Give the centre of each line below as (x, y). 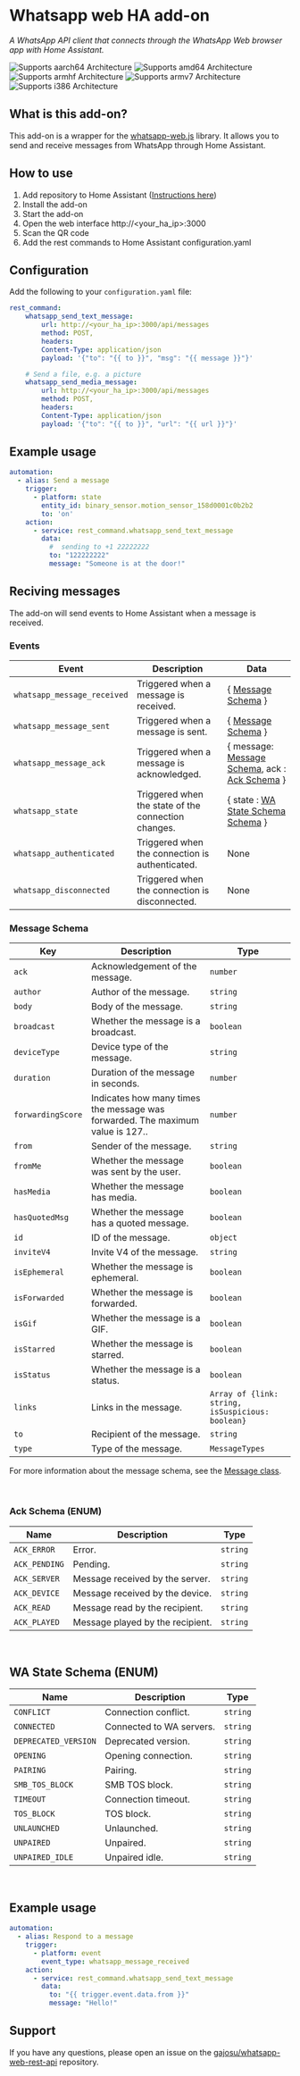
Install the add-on (54, 204)
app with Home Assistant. (57, 49)
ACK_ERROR (34, 1549)
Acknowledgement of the (144, 967)
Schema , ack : (257, 769)
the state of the (169, 806)
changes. (156, 828)
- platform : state (67, 498)
